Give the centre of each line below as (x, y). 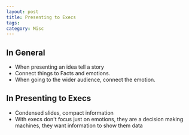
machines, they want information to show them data (79, 125)
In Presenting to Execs (49, 98)
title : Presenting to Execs (41, 17)
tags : (13, 23)
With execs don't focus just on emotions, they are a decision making (99, 119)
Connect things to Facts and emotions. (63, 73)
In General (26, 52)
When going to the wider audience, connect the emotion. (85, 80)
